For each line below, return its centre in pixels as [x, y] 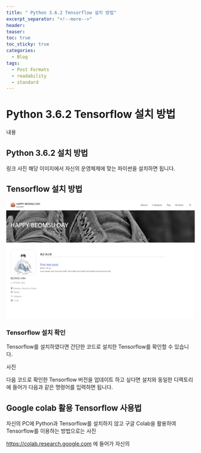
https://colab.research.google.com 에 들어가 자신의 [68, 443]
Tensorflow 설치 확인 [36, 333]
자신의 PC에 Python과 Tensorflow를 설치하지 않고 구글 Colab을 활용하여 [91, 423]
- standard [25, 82]
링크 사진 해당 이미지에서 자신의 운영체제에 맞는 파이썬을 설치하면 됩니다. [91, 168]
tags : [13, 63]
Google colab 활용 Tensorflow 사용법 [74, 408]
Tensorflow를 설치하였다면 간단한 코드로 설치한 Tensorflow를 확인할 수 [90, 347]
